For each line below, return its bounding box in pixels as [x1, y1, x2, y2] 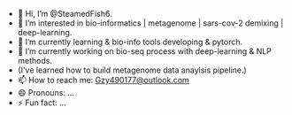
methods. [17, 56, 53, 65]
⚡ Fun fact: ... [17, 97, 66, 108]
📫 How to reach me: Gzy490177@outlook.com [17, 75, 190, 85]
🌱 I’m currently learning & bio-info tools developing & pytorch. [17, 36, 243, 47]
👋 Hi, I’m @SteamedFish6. [17, 9, 112, 19]
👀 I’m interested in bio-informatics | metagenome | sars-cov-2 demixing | [17, 18, 284, 28]
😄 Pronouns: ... [17, 88, 75, 97]
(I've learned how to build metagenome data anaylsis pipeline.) [17, 65, 248, 75]
